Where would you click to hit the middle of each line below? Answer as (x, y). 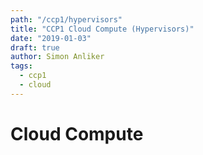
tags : (21, 66)
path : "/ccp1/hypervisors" (66, 19)
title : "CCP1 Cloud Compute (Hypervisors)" (102, 29)
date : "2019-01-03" (51, 38)
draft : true (35, 47)
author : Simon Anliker (57, 57)
